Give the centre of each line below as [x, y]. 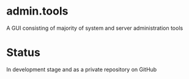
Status [24, 53]
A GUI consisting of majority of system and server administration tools [95, 28]
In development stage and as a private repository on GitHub [82, 69]
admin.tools [37, 11]
